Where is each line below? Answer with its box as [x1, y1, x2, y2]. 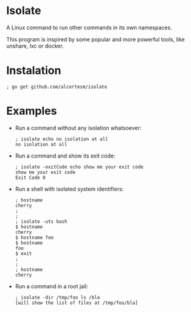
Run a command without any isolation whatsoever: [15, 124, 142, 131]
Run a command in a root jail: [15, 282, 88, 290]
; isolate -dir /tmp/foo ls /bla [15, 294, 100, 300]
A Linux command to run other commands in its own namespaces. [6, 24, 172, 31]
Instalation [6, 63, 61, 78]
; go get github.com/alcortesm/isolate [6, 84, 108, 90]
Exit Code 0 [15, 175, 46, 181]
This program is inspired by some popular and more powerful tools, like [6, 35, 186, 43]
